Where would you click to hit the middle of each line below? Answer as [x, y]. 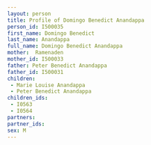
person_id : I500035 [35, 26]
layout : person [29, 14]
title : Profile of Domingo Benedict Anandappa [76, 20]
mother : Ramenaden [35, 53]
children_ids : [28, 98]
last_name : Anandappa [39, 40]
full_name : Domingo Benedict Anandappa [65, 46]
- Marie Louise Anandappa [48, 85]
